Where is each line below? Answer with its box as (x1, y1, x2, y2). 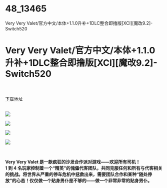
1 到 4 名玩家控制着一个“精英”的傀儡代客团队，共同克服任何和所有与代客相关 (5, 165, 162, 171)
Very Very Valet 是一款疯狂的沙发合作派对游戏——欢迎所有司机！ (5, 159, 140, 165)
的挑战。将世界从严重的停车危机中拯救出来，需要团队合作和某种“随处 (5, 171, 148, 177)
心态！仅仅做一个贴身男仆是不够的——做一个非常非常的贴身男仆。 (16, 178, 152, 184)
